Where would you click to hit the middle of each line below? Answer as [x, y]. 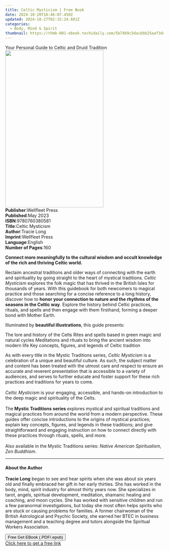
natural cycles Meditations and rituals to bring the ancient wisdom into [78, 340]
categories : [18, 24]
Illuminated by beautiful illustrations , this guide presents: [65, 325]
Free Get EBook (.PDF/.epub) [35, 537]
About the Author [24, 467]
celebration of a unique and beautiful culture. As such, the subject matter [81, 361]
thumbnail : [17, 33]
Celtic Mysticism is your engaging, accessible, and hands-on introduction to [84, 392]
